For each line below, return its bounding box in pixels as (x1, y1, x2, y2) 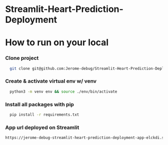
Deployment (5, 14, 57, 25)
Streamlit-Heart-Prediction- (5, 3, 123, 15)
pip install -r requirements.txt (9, 112, 79, 118)
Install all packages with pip (5, 101, 74, 108)
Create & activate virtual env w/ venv (5, 78, 96, 85)
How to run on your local (5, 37, 109, 48)
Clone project (5, 55, 39, 62)
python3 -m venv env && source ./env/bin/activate (9, 89, 117, 94)
